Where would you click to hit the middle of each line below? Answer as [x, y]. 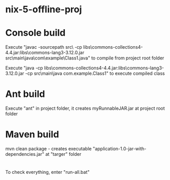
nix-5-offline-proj [44, 9]
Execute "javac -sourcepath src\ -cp [44, 47]
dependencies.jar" [25, 154]
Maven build [32, 135]
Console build [35, 33]
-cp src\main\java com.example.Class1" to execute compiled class [95, 73]
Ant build [25, 94]
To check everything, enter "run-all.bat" [48, 172]
